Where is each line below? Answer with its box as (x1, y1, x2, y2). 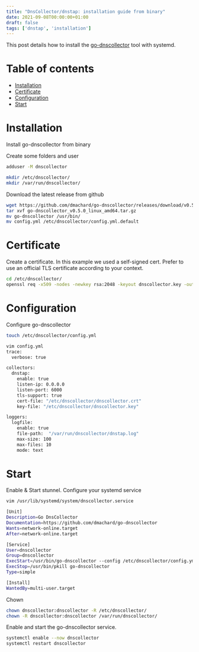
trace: (6, 349, 23, 355)
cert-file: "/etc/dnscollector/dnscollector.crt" (17, 398, 142, 404)
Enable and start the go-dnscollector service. (6, 624, 117, 631)
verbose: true (11, 354, 46, 360)
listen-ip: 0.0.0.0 (17, 381, 65, 387)
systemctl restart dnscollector (6, 641, 86, 647)
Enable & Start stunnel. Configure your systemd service (6, 487, 142, 494)
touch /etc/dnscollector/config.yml (6, 332, 97, 338)
